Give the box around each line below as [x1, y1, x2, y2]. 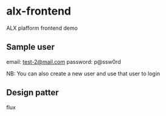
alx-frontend [6, 4, 71, 18]
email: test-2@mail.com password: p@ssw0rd [6, 58, 121, 65]
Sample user [6, 42, 55, 52]
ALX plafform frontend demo [6, 24, 78, 32]
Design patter [6, 87, 59, 98]
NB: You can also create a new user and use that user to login [6, 70, 161, 77]
